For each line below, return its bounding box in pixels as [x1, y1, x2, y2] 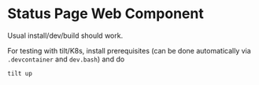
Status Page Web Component [7, 5, 204, 23]
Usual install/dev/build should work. [7, 31, 124, 40]
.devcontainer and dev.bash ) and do [7, 54, 125, 64]
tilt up [7, 69, 33, 77]
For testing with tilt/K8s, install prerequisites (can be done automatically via [7, 46, 251, 55]
